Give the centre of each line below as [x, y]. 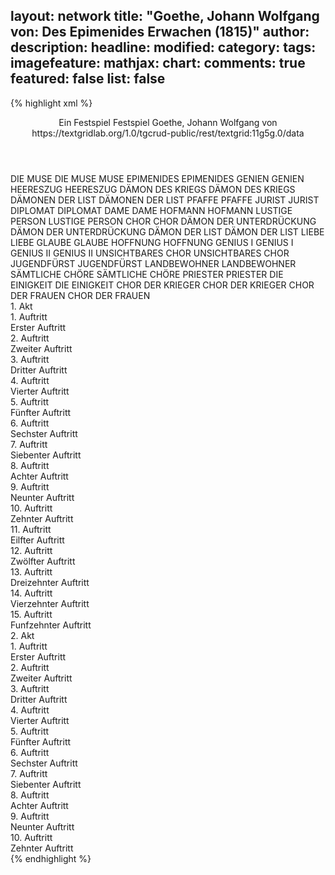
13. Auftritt [31, 571]
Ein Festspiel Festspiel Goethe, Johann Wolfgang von [168, 122]
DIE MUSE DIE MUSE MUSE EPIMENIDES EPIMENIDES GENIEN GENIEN [157, 178]
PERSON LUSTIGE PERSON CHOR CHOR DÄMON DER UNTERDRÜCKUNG [163, 221]
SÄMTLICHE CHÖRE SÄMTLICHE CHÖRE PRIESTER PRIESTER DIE [147, 274]
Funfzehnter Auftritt [51, 625]
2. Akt [22, 635]
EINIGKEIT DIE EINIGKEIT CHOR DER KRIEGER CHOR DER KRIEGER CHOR [162, 285]
